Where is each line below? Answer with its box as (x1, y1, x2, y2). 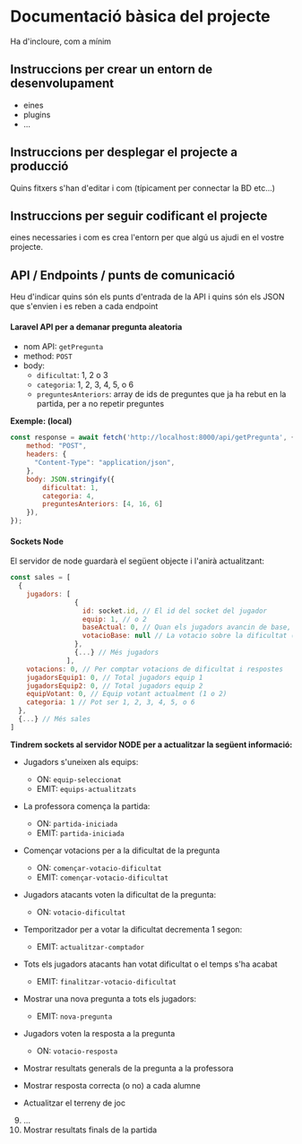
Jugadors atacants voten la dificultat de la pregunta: (22, 889, 217, 899)
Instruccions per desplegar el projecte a (10, 145, 238, 160)
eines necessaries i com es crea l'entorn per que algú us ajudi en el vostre (10, 232, 285, 243)
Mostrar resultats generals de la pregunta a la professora (22, 1062, 234, 1073)
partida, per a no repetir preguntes (36, 399, 165, 409)
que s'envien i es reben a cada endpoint (10, 301, 159, 312)
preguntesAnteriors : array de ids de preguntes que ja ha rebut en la (36, 389, 287, 400)
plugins (22, 109, 51, 120)
